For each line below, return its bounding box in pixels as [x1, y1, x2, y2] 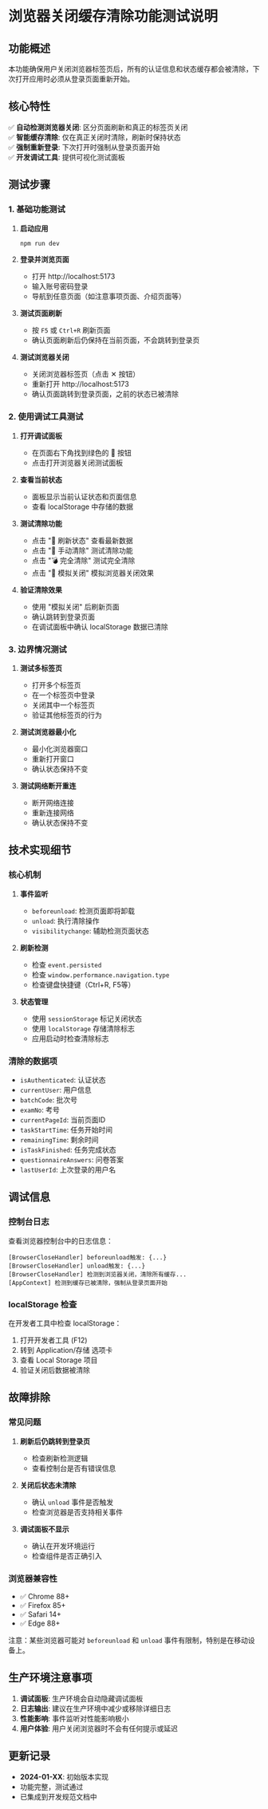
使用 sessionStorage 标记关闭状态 [31, 1014, 142, 1023]
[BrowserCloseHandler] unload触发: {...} [8, 1262, 146, 1270]
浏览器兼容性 [8, 1573, 58, 1584]
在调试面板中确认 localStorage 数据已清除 [31, 621, 169, 631]
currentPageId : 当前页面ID [19, 1114, 106, 1125]
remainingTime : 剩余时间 [19, 1134, 99, 1145]
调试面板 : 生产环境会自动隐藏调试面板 [19, 1693, 144, 1703]
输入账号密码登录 [31, 282, 89, 291]
